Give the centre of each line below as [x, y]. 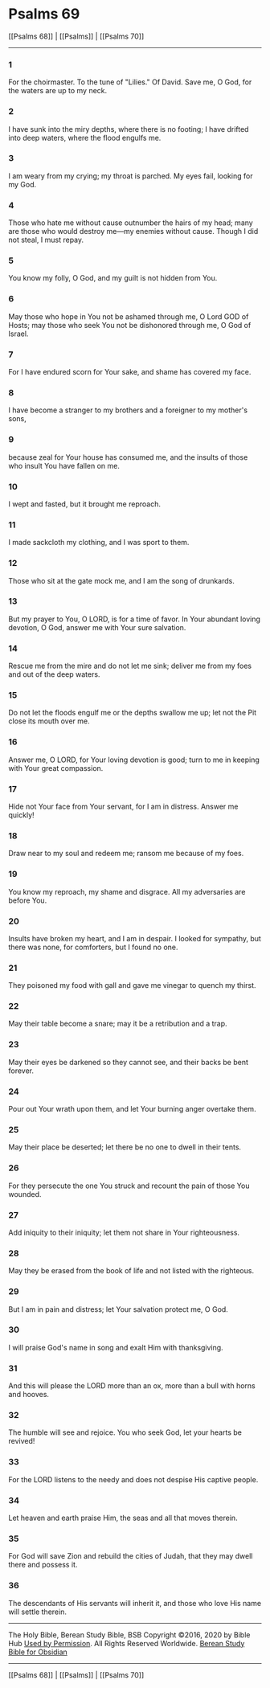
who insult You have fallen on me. [64, 465]
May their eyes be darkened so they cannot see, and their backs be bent [129, 1062]
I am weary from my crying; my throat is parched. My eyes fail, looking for [131, 176]
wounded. [25, 1194]
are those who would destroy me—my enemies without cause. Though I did [133, 231]
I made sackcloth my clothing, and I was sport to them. [99, 543]
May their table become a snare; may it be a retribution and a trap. [118, 1024]
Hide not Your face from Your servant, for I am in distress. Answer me [123, 806]
